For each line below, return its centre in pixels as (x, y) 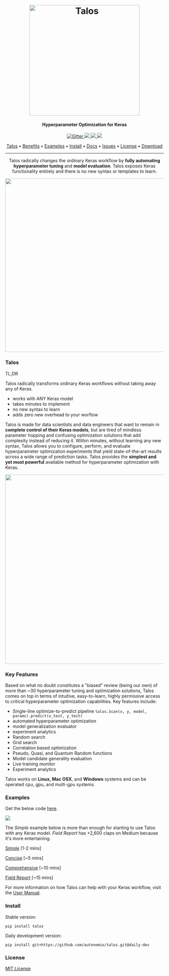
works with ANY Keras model (43, 399)
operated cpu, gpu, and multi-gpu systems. (50, 784)
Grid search (25, 742)
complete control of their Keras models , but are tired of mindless (73, 430)
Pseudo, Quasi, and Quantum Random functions (62, 753)
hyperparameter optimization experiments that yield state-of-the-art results (83, 451)
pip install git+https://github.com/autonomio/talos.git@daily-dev (77, 945)
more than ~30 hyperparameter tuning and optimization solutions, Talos (80, 691)
